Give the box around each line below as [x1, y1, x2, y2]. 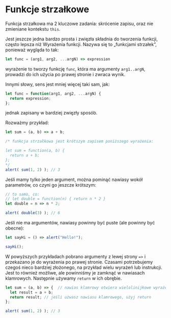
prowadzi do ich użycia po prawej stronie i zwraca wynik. [5, 71, 126, 77]
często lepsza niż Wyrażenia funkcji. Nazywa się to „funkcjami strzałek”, [5, 41, 157, 47]
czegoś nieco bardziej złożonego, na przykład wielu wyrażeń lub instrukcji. [5, 264, 162, 270]
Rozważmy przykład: [5, 120, 49, 126]
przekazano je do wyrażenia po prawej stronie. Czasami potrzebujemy [5, 259, 153, 265]
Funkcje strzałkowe [5, 4, 90, 15]
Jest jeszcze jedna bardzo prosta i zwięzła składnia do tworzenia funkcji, [5, 36, 158, 42]
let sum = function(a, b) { [5, 148, 65, 153]
